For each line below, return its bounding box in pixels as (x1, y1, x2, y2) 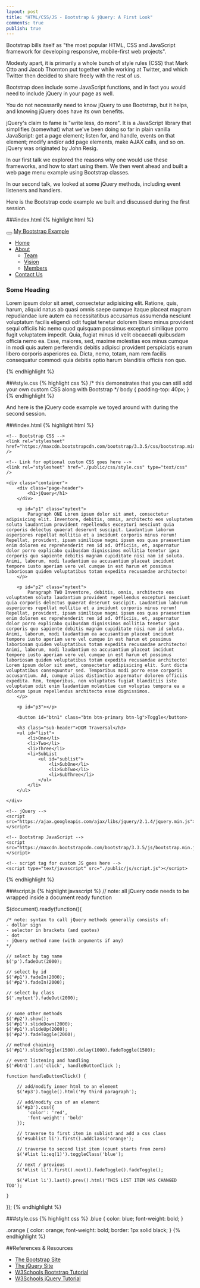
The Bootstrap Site (14, 1256, 61, 1263)
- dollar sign (6, 922, 42, 928)
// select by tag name (6, 953, 62, 959)
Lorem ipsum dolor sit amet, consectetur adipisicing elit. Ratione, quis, (6, 299, 179, 307)
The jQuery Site (14, 1262, 54, 1269)
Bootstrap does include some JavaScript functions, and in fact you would (6, 84, 186, 91)
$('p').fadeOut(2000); (6, 958, 62, 965)
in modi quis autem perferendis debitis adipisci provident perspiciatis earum (6, 344, 192, 351)
